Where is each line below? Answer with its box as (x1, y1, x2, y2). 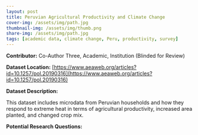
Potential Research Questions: (6, 123, 83, 130)
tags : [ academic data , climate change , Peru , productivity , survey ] (6, 36, 178, 42)
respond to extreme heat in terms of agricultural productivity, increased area (6, 106, 193, 112)
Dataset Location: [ (6, 64, 54, 71)
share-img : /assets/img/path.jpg (6, 31, 89, 37)
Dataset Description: (6, 88, 58, 94)
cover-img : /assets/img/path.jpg (6, 19, 89, 25)
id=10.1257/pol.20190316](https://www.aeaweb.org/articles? (6, 70, 152, 77)
